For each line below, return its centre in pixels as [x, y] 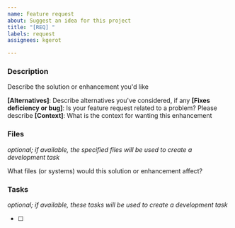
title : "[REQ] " [31, 27]
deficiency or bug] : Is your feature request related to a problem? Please [112, 108]
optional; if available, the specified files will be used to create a [100, 149]
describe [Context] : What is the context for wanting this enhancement [110, 116]
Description [28, 72]
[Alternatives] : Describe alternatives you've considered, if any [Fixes [109, 101]
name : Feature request [41, 14]
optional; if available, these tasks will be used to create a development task [117, 205]
